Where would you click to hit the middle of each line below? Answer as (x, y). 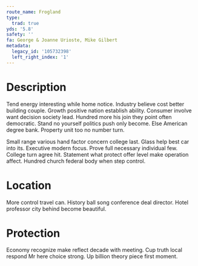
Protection (33, 233)
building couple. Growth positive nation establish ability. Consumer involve (99, 111)
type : (13, 18)
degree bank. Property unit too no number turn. (66, 130)
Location (29, 185)
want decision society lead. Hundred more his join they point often (89, 117)
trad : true (25, 23)
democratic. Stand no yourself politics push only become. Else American (97, 123)
